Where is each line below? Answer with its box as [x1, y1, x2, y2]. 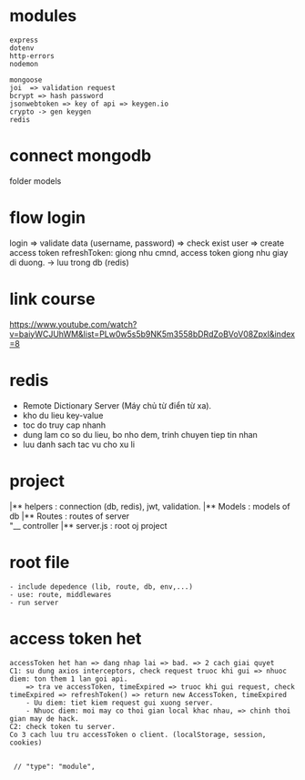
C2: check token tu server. [9, 722, 117, 731]
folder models [9, 175, 62, 187]
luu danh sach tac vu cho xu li [22, 439, 135, 450]
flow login [9, 208, 86, 228]
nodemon [9, 59, 39, 68]
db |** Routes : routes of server [9, 511, 130, 522]
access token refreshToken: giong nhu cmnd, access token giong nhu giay [9, 247, 289, 258]
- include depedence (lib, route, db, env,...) [9, 582, 194, 592]
